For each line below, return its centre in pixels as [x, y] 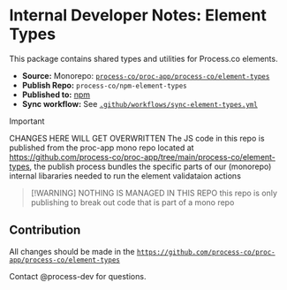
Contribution [45, 230]
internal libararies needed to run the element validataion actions [125, 176]
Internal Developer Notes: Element [138, 15]
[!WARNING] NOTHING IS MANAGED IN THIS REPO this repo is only [154, 193]
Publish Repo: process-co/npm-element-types [104, 85]
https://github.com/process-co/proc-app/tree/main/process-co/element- [143, 156]
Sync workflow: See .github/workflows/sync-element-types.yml [140, 103]
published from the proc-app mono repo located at [102, 148]
